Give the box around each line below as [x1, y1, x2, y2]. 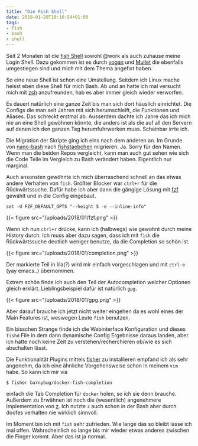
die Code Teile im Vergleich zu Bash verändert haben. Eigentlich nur [6, 156, 172, 162]
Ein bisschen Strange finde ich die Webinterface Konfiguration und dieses [6, 325, 186, 333]
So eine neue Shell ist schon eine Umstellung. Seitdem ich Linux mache [6, 76, 180, 83]
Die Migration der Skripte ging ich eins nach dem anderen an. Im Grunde [6, 137, 183, 144]
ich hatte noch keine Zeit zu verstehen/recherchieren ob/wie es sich [6, 338, 173, 345]
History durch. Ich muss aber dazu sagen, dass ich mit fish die [6, 232, 160, 239]
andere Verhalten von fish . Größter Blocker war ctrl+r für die [6, 180, 158, 187]
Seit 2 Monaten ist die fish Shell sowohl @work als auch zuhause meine [6, 53, 181, 59]
